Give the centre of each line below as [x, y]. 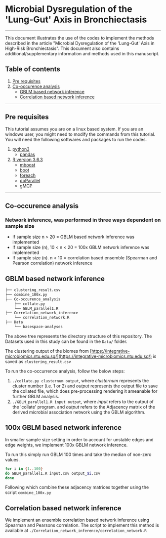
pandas [27, 154]
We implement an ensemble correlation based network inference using [77, 520]
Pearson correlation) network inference [52, 263]
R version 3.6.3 [27, 160]
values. [12, 459]
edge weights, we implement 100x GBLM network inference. [66, 445]
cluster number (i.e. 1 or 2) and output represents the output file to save [85, 386]
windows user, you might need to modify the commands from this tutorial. [80, 134]
